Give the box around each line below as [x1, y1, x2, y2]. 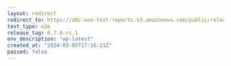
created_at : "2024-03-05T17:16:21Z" [7, 42, 112, 49]
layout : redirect [7, 10, 57, 17]
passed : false [7, 49, 48, 56]
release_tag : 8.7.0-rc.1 [7, 29, 78, 36]
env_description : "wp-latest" [7, 36, 94, 43]
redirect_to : [7, 16, 45, 23]
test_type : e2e [7, 23, 51, 30]
